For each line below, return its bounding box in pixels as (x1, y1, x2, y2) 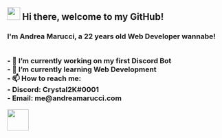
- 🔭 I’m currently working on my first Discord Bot (7, 56, 172, 65)
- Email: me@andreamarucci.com (7, 93, 122, 103)
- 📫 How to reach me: (7, 73, 82, 83)
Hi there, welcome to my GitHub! (21, 11, 164, 23)
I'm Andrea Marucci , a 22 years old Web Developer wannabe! (7, 32, 216, 41)
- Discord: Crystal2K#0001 (7, 84, 100, 94)
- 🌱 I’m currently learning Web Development (7, 65, 157, 74)
